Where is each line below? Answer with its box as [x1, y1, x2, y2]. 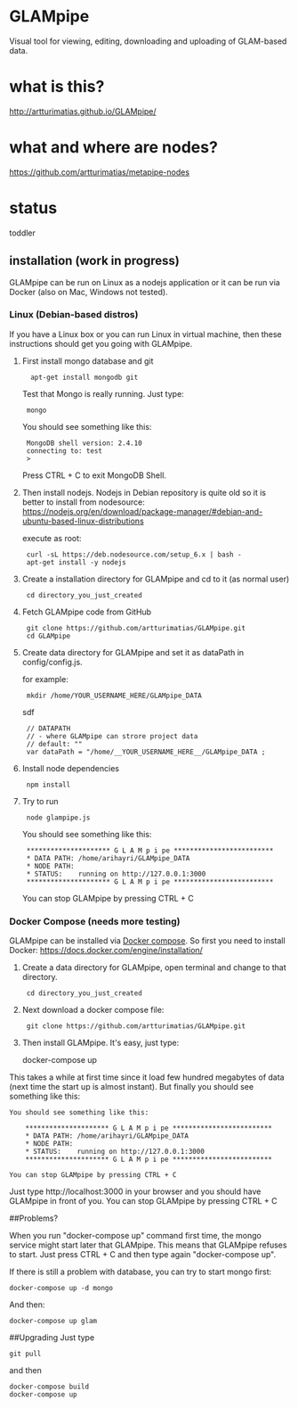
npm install [26, 780, 71, 789]
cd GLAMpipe [26, 631, 71, 640]
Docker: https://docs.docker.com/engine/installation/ [9, 945, 203, 956]
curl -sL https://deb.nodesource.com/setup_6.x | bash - [26, 550, 242, 559]
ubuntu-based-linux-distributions [21, 515, 144, 526]
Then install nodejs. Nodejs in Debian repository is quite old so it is [21, 487, 267, 498]
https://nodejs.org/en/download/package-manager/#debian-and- [21, 506, 263, 516]
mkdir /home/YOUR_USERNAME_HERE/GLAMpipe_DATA [26, 691, 202, 700]
